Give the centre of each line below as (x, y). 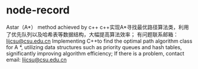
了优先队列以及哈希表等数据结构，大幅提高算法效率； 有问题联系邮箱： (92, 34)
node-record (38, 10)
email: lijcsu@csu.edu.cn (36, 60)
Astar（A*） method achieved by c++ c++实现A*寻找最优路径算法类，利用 (98, 27)
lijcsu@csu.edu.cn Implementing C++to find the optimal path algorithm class (99, 41)
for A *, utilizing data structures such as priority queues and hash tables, (94, 47)
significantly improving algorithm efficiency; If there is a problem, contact (95, 53)
